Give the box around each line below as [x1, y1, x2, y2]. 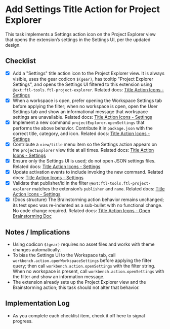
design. [5, 42, 21, 48]
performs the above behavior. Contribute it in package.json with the [12, 125, 153, 131]
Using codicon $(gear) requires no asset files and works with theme [12, 241, 155, 247]
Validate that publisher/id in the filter [12, 180, 89, 186]
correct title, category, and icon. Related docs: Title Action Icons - [12, 130, 150, 137]
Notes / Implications [5, 227, 70, 237]
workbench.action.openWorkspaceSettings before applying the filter [12, 257, 152, 264]
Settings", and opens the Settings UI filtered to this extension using [12, 81, 153, 87]
